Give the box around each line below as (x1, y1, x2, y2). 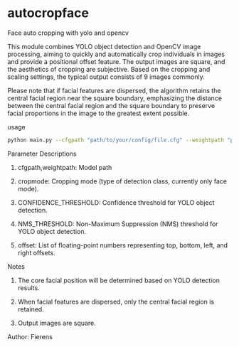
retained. (17, 304, 44, 314)
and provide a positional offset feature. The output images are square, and (7, 57, 225, 65)
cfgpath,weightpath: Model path (17, 163, 112, 171)
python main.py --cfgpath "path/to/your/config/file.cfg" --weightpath (7, 137, 224, 144)
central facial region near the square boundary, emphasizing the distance (7, 94, 223, 102)
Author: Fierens (7, 332, 53, 341)
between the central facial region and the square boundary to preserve (7, 101, 216, 110)
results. (17, 283, 41, 292)
